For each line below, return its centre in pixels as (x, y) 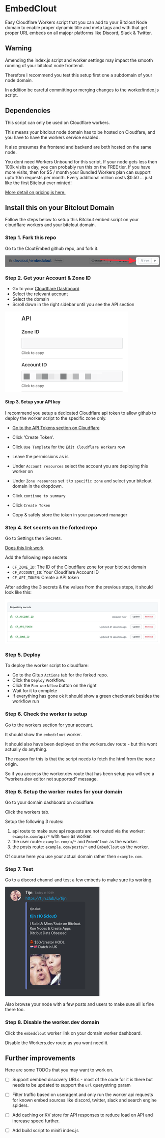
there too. (15, 1010)
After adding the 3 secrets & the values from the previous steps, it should (79, 587)
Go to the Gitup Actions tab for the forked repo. (60, 675)
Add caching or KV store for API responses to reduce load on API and (82, 1115)
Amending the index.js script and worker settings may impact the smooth (79, 60)
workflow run (26, 701)
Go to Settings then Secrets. (34, 538)
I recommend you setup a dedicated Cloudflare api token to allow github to (81, 413)
